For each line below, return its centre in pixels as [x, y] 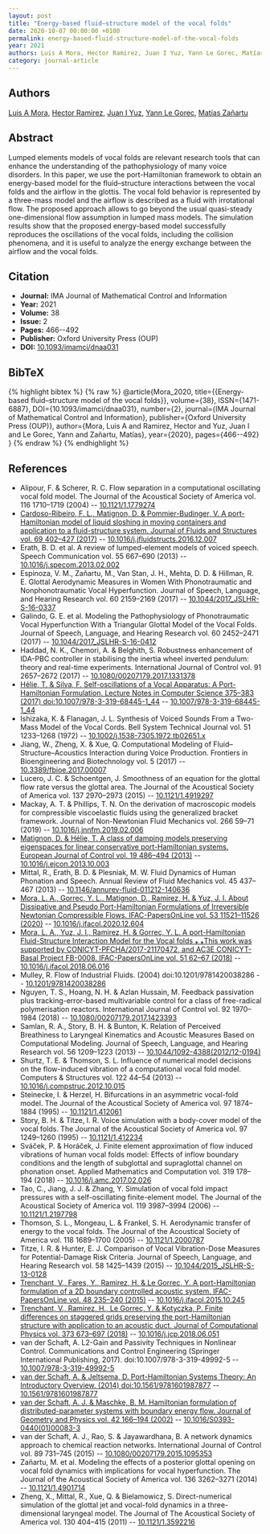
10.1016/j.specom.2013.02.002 [70, 565]
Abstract [31, 138]
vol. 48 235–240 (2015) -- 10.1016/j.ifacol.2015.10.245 [157, 1299]
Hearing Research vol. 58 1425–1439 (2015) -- [96, 1265]
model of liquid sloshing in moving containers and [144, 522]
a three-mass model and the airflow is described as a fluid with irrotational [131, 200]
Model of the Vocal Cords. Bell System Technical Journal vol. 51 [145, 727]
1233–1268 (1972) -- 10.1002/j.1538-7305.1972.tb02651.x [113, 735]
